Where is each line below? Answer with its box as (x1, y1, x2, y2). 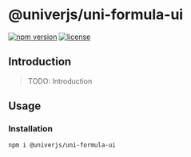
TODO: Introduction (27, 76, 93, 85)
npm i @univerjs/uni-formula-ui (8, 141, 116, 149)
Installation (8, 124, 54, 135)
